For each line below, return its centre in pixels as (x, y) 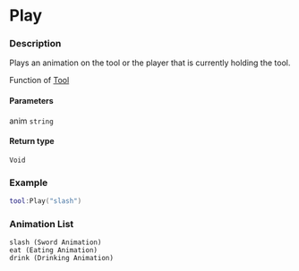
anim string (31, 121)
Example (29, 182)
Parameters (31, 101)
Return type (32, 141)
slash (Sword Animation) (56, 242)
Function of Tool (39, 80)
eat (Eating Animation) (54, 250)
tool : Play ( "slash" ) (46, 201)
